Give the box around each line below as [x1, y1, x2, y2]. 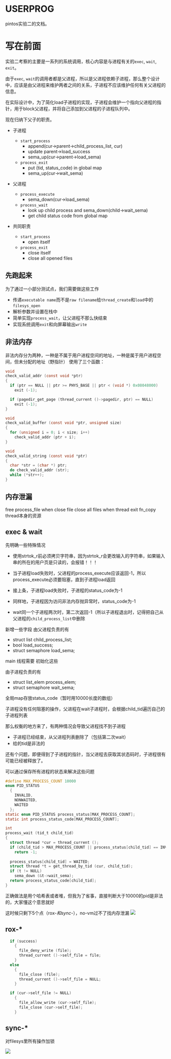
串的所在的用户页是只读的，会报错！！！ [12, 559, 98, 565]
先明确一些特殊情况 [5, 542, 46, 548]
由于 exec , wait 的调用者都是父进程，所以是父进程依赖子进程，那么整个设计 [5, 75, 160, 82]
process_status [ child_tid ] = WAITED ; [10, 859, 90, 864]
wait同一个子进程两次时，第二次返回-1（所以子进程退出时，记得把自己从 [12, 609, 164, 615]
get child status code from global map [27, 213, 108, 219]
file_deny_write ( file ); [18, 948, 72, 953]
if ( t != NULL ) [10, 868, 42, 874]
